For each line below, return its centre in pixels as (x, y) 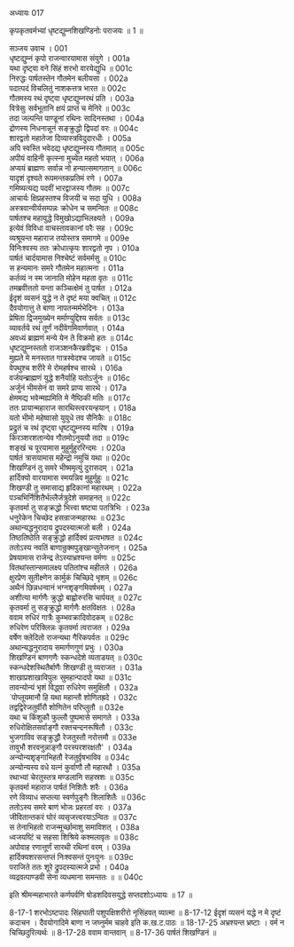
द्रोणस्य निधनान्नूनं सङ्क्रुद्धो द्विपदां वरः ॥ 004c (74, 128)
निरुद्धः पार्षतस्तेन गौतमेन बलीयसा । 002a (69, 78)
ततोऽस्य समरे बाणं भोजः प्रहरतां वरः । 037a (70, 807)
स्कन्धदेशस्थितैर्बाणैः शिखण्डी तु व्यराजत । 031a (76, 667)
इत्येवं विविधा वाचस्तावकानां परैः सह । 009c (72, 228)
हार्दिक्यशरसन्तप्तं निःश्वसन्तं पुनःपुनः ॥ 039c (72, 857)
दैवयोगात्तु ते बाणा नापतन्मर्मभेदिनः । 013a (67, 308)
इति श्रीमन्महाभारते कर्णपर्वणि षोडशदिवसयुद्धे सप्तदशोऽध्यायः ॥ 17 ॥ (101, 895)
